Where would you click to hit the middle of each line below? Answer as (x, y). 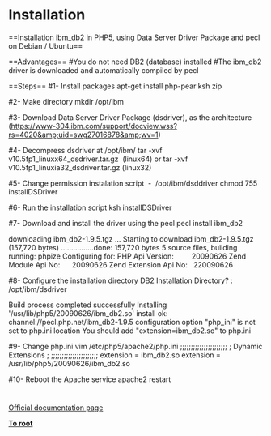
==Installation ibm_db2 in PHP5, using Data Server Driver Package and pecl (134, 37)
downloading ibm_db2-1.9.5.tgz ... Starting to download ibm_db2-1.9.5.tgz (131, 239)
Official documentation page (56, 408)
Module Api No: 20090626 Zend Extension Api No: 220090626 (121, 264)
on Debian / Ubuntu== (46, 45)
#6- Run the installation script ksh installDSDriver (90, 207)
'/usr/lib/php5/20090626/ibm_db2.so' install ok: (88, 313)
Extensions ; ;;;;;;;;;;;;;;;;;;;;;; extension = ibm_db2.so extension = (114, 355)
